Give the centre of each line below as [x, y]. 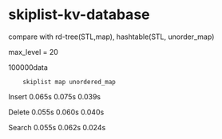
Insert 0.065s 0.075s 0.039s [55, 96]
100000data [28, 67]
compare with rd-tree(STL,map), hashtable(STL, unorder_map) [111, 37]
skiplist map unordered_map [69, 82]
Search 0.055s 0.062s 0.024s [57, 127]
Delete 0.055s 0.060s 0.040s [56, 112]
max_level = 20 [33, 52]
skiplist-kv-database [79, 15]
